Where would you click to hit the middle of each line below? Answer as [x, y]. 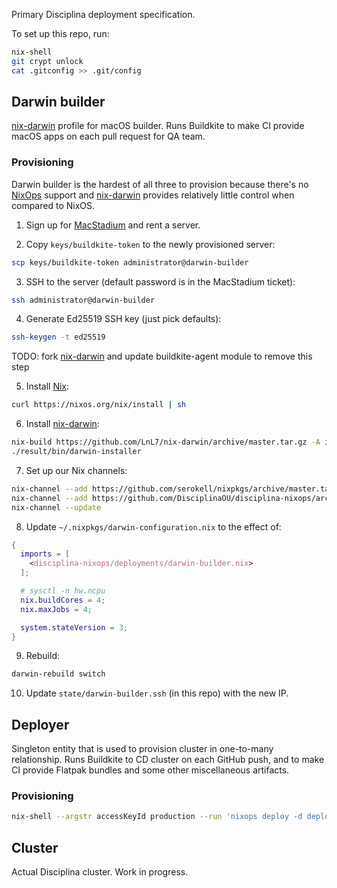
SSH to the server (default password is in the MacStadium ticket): [160, 281]
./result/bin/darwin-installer [76, 452]
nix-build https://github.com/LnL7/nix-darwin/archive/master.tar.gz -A [166, 442]
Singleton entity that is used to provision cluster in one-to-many [142, 749]
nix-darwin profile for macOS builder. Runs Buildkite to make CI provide [158, 126]
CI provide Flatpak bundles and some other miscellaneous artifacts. [150, 770]
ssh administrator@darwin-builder [83, 300]
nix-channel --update [56, 507]
